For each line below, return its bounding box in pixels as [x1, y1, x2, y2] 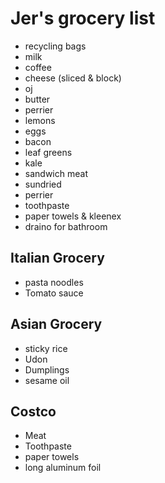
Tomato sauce [24, 287, 84, 299]
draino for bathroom [24, 220, 108, 232]
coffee [24, 61, 52, 73]
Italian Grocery [10, 250, 105, 267]
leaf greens [24, 146, 73, 158]
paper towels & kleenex [24, 210, 122, 222]
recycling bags [24, 40, 87, 52]
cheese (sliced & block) [24, 72, 122, 84]
